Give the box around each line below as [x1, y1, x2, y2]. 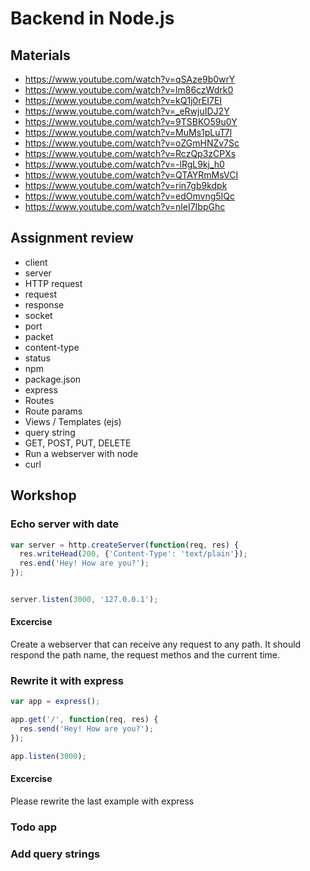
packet [24, 330, 54, 342]
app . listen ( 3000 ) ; [10, 751, 87, 761]
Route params [24, 405, 83, 417]
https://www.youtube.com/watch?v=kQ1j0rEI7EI [24, 95, 223, 106]
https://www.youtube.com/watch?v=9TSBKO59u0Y [24, 116, 238, 127]
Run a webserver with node [24, 447, 139, 459]
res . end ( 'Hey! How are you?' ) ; [19, 558, 150, 569]
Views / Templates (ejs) [24, 415, 122, 427]
